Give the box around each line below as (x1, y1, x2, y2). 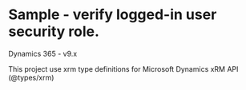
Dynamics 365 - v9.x (8, 49, 78, 58)
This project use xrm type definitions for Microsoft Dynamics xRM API (8, 64, 239, 73)
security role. (8, 22, 100, 41)
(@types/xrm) (8, 72, 54, 82)
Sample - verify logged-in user (8, 6, 217, 24)
